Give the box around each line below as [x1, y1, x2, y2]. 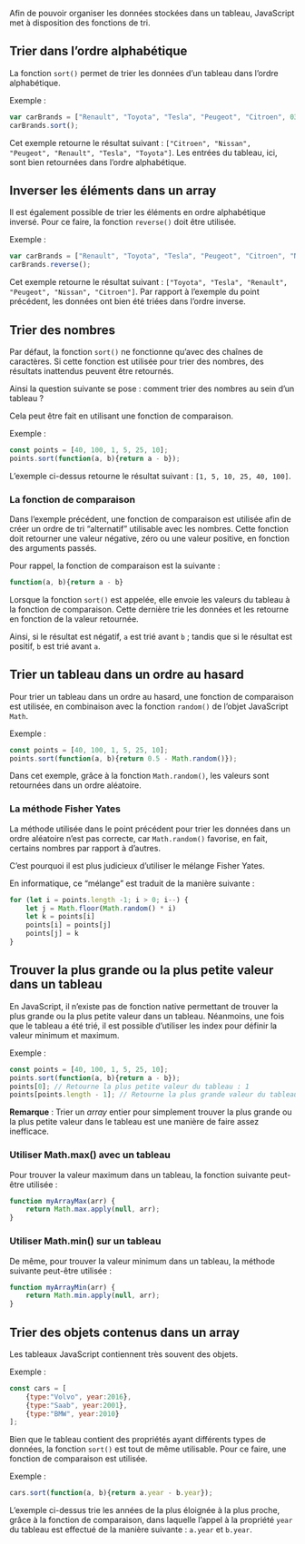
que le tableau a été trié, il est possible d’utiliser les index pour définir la [9, 1020, 278, 1031]
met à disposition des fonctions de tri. [9, 17, 151, 28]
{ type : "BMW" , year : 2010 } [25, 1409, 120, 1419]
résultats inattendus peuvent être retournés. [9, 365, 174, 376]
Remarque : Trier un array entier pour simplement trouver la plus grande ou [9, 1106, 292, 1117]
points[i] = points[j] [25, 920, 112, 929]
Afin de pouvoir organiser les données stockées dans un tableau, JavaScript [9, 8, 295, 18]
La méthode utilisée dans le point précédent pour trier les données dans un [9, 823, 290, 834]
